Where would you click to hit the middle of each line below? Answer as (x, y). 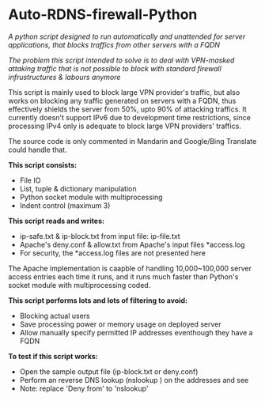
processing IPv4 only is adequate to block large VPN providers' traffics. (125, 126)
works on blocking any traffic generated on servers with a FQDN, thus (122, 100)
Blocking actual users (55, 316)
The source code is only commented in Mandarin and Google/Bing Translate (132, 141)
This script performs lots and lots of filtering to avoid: (98, 300)
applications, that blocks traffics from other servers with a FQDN (114, 44)
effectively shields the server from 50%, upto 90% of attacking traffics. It (127, 109)
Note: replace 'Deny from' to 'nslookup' (84, 388)
